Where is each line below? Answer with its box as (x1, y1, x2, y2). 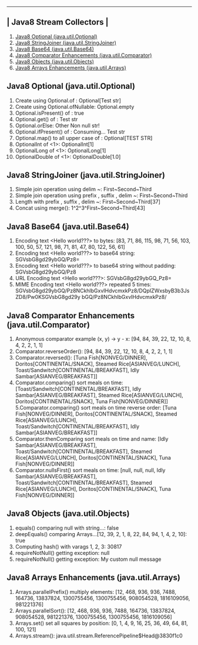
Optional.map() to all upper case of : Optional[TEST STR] (15, 134, 153, 141)
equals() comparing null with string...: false (15, 524, 119, 531)
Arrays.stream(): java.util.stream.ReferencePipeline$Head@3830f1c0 (15, 632, 183, 639)
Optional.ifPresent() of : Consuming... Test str (15, 128, 126, 135)
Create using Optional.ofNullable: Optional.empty (15, 103, 135, 110)
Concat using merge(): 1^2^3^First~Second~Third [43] (15, 204, 146, 212)
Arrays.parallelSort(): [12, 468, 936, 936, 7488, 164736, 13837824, (15, 607, 176, 614)
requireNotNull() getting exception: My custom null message (15, 556, 162, 563)
